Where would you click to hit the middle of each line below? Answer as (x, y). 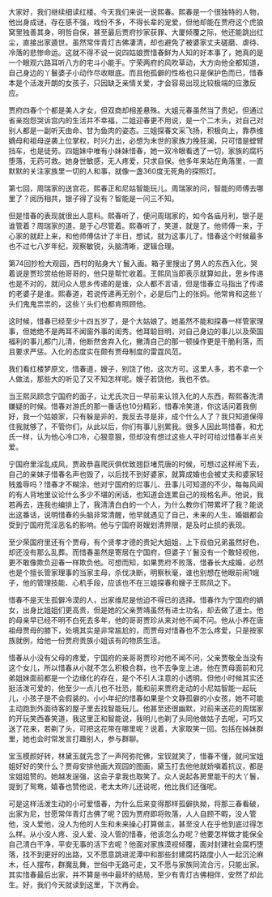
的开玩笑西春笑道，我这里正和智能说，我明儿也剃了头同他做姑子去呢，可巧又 (136, 719)
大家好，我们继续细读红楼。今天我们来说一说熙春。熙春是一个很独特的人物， (136, 12)
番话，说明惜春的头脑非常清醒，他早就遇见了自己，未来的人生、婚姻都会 (143, 515)
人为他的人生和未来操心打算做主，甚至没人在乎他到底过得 (160, 824)
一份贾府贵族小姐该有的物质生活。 (107, 640)
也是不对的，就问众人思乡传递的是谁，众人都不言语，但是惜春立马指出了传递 (136, 283)
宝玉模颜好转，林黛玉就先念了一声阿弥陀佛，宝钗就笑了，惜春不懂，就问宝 (132, 756)
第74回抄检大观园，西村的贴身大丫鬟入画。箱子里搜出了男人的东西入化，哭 (133, 263)
